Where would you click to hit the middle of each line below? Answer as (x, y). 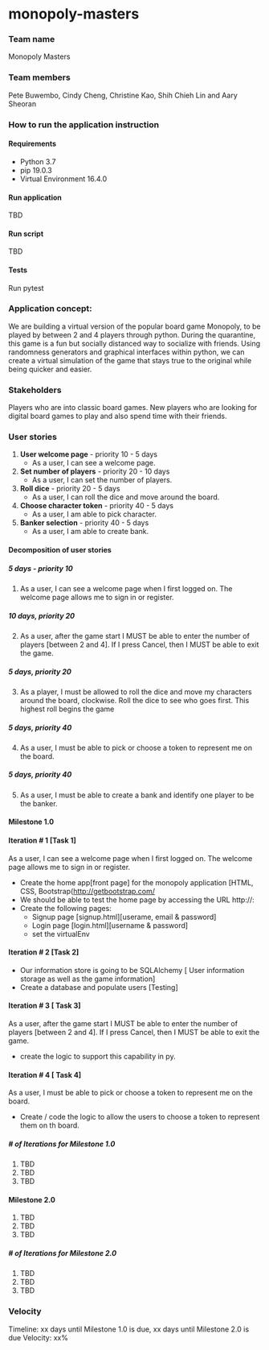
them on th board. (50, 1125)
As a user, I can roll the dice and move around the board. (126, 497)
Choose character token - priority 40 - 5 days (97, 506)
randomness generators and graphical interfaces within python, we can (126, 352)
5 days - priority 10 (41, 568)
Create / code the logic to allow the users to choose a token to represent (140, 1117)
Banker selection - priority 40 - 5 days (84, 523)
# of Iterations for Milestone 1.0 (62, 1144)
